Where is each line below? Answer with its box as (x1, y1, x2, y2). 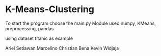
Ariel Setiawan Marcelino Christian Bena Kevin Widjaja (5, 45, 119, 51)
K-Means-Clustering (5, 4, 94, 15)
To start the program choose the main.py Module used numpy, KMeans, (5, 20, 156, 26)
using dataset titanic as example (5, 35, 73, 41)
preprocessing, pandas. (5, 25, 55, 31)
